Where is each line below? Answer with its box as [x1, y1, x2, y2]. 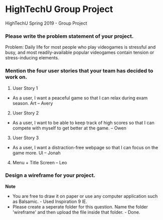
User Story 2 [12, 109, 39, 116]
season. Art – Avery [12, 100, 53, 106]
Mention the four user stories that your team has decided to [5, 67, 153, 74]
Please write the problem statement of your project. [5, 33, 134, 40]
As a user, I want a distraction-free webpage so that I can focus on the [12, 144, 158, 150]
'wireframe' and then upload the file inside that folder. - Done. [12, 209, 140, 215]
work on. [5, 74, 28, 81]
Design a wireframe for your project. [5, 172, 96, 179]
